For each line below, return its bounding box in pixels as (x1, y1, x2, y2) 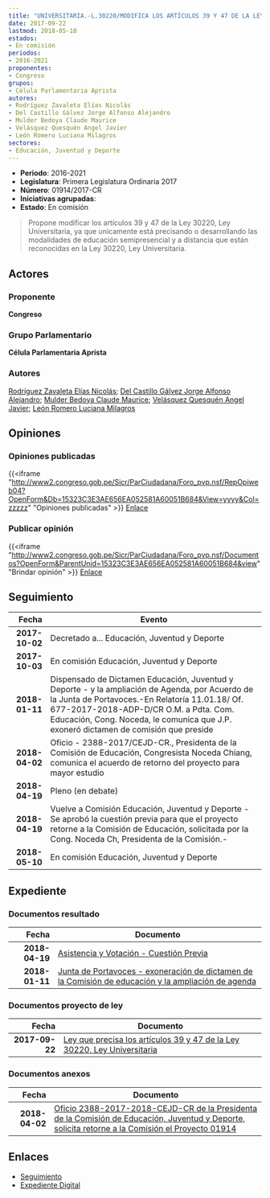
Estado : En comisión (19, 203, 88, 212)
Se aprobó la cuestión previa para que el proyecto (50, 814, 239, 825)
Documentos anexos (8, 1069, 91, 1080)
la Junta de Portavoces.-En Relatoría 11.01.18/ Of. (50, 694, 243, 705)
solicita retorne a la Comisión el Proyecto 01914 (53, 1122, 237, 1134)
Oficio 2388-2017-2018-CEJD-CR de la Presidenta (53, 1102, 258, 1114)
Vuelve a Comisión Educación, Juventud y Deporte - (50, 803, 250, 814)
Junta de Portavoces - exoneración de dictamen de (57, 966, 253, 977)
